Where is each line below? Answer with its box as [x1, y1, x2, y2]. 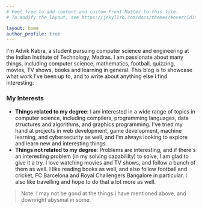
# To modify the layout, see [6, 14, 79, 20]
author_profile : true [6, 31, 61, 37]
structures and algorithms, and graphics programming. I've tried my [14, 121, 183, 128]
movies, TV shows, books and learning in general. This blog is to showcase [6, 67, 193, 74]
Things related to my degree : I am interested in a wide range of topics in [14, 108, 195, 115]
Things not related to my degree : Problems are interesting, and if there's [14, 146, 196, 153]
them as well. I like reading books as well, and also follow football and [14, 165, 188, 172]
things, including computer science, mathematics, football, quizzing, [6, 60, 176, 67]
